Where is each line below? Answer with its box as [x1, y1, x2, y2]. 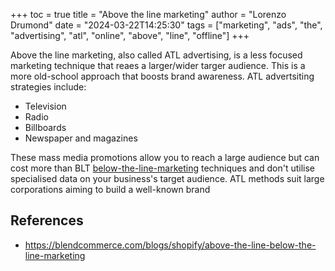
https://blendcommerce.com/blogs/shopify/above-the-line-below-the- [24, 239, 317, 251]
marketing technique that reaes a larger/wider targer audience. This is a [10, 60, 306, 71]
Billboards [24, 122, 67, 133]
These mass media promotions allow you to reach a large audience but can [10, 152, 320, 163]
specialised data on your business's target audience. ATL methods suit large [10, 173, 325, 184]
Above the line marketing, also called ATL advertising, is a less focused [10, 49, 303, 61]
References [10, 212, 84, 229]
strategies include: [10, 81, 87, 93]
